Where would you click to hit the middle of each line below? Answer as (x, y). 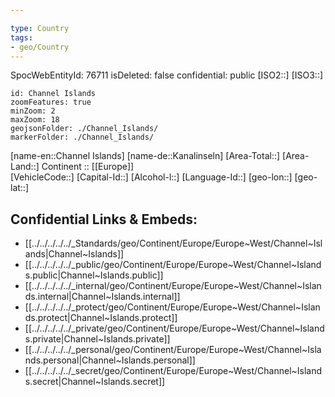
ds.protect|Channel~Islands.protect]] (101, 318)
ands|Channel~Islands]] (74, 254)
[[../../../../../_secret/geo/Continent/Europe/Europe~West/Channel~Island (173, 371)
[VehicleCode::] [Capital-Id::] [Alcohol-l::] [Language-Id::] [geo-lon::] (151, 177)
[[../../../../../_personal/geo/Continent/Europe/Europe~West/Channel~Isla (173, 350)
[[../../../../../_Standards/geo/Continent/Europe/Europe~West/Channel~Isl (173, 243)
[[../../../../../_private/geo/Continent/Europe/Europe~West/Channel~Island (174, 328)
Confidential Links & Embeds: (104, 219)
